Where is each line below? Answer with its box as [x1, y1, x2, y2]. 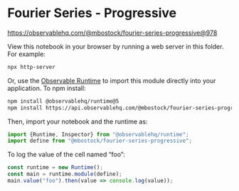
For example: [7, 50, 46, 58]
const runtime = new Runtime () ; [7, 164, 103, 171]
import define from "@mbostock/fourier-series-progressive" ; [7, 137, 193, 145]
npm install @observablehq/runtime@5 [7, 97, 119, 104]
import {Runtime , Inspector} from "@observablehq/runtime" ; [7, 131, 190, 138]
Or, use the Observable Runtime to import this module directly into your [7, 76, 216, 84]
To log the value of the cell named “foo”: [7, 151, 126, 159]
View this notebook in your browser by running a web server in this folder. [7, 42, 224, 50]
